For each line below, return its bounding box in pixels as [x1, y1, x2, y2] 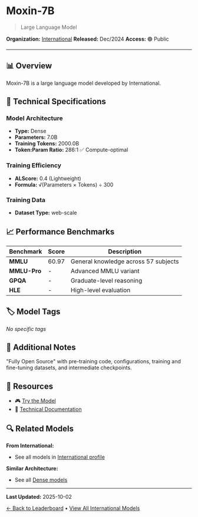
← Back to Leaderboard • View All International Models [6, 505, 140, 512]
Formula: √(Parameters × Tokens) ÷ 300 [14, 181, 114, 188]
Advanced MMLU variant [70, 267, 140, 275]
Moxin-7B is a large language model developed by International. [6, 79, 161, 87]
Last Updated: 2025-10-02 [6, 493, 72, 501]
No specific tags [6, 325, 46, 332]
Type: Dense [14, 128, 47, 135]
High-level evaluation [70, 286, 131, 294]
